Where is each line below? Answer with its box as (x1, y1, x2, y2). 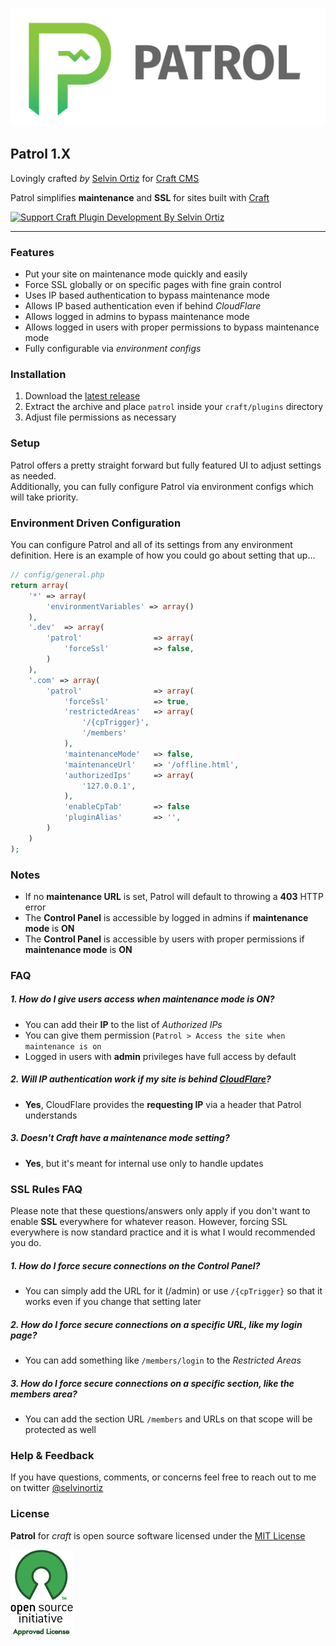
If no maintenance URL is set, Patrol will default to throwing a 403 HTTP (24, 890, 324, 902)
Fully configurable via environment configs (24, 343, 202, 355)
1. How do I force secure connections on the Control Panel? (10, 1259, 261, 1272)
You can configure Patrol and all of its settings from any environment (10, 539, 293, 550)
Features (10, 245, 55, 259)
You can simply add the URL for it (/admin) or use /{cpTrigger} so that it (24, 1285, 323, 1297)
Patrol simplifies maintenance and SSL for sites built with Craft (10, 191, 270, 203)
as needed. (10, 469, 57, 482)
